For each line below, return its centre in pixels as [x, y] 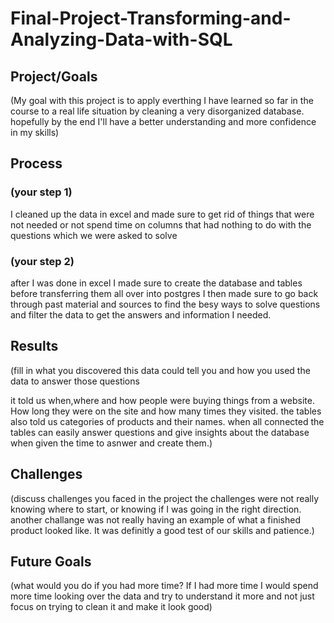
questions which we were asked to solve [94, 235]
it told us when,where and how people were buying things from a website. [162, 400]
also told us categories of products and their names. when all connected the [167, 421]
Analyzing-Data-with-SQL [121, 39]
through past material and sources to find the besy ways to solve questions [165, 304]
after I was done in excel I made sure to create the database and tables [156, 283]
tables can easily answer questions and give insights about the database [160, 432]
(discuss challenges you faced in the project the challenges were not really [165, 498]
